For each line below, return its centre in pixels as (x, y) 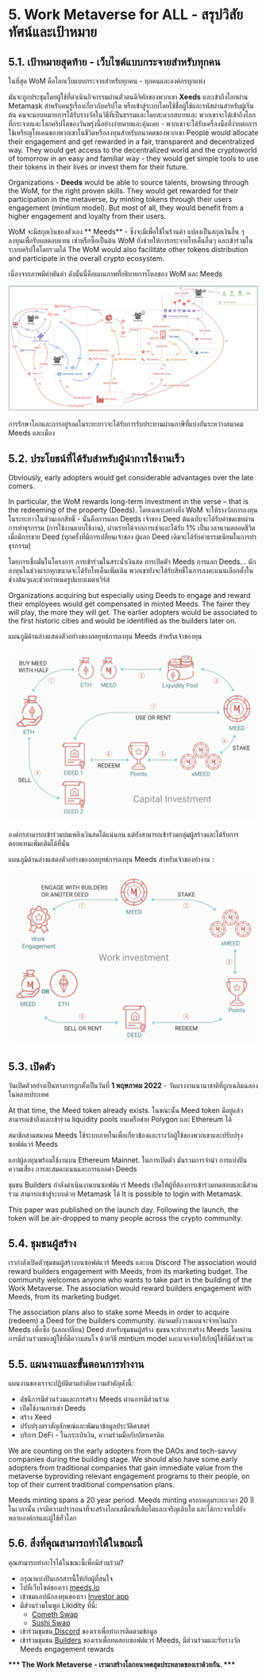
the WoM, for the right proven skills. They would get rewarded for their (123, 191)
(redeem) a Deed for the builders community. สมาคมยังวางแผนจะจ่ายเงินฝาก (123, 1321)
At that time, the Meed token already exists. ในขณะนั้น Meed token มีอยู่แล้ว (126, 1110)
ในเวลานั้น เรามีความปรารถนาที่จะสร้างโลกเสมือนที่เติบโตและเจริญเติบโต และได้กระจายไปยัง (127, 1509)
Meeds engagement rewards (67, 1649)
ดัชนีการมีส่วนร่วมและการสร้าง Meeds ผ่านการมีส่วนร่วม (94, 1399)
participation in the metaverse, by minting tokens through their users (120, 199)
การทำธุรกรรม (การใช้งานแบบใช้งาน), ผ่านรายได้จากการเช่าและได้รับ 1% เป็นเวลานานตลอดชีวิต (132, 528)
